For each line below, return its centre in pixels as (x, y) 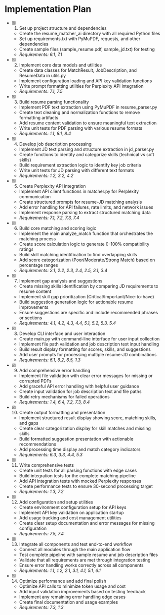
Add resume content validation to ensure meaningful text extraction (88, 123)
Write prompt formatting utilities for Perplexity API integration (81, 86)
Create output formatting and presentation (62, 412)
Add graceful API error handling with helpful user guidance (79, 386)
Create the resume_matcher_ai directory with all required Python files (90, 33)
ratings (26, 249)
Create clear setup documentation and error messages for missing (87, 523)
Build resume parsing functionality (54, 102)
